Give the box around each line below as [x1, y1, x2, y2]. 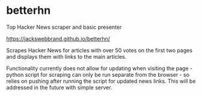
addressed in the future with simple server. [6, 83, 112, 91]
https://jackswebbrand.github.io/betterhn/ [6, 35, 110, 42]
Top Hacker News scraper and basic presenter [6, 23, 122, 31]
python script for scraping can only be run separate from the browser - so [6, 71, 190, 78]
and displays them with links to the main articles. [6, 53, 127, 60]
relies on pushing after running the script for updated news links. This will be [6, 77, 196, 85]
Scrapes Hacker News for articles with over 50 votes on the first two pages [6, 46, 193, 54]
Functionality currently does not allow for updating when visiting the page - [6, 64, 193, 72]
